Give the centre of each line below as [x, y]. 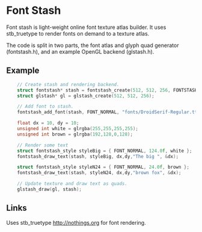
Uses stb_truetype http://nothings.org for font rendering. [76, 222]
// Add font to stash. [45, 107]
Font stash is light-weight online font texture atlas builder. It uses [86, 27]
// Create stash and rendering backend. [68, 84]
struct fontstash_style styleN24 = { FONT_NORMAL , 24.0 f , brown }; [103, 167]
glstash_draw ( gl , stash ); [50, 189]
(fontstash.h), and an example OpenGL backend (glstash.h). [80, 51]
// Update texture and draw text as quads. [72, 184]
